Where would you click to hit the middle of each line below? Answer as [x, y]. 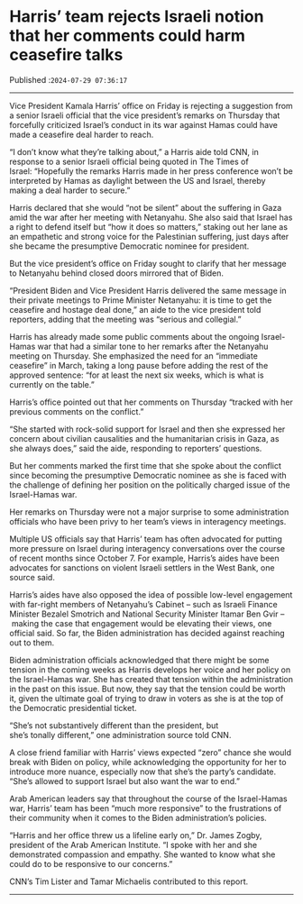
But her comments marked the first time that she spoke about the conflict [146, 465]
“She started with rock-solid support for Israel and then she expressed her [147, 429]
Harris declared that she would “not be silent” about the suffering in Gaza [146, 207]
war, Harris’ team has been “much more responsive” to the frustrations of [146, 808]
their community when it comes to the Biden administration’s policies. [138, 817]
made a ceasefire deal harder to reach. [82, 134]
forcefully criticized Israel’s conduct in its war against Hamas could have [143, 124]
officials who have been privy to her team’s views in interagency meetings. [148, 521]
